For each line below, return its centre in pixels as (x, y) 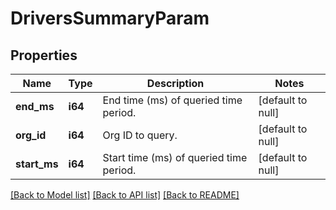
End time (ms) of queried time (172, 100)
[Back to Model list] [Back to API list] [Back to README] (125, 195)
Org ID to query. (140, 135)
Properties (44, 55)
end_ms (35, 106)
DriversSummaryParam (110, 18)
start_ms (37, 164)
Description (175, 83)
